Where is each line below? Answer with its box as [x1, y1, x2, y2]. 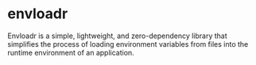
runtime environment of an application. [7, 48, 134, 57]
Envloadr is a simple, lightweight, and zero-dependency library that [7, 31, 227, 40]
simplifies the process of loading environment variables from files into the [7, 39, 249, 48]
